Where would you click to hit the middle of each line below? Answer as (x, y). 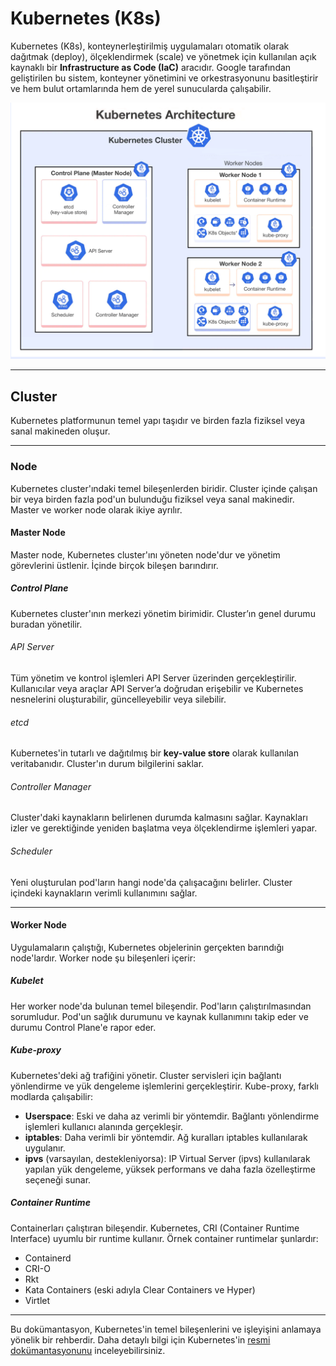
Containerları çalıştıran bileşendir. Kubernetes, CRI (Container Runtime (155, 1228)
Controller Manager (51, 786)
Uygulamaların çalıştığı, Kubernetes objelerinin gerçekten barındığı (147, 947)
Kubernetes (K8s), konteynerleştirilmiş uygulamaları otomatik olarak (150, 46)
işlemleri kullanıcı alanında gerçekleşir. (104, 1126)
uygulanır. (45, 1148)
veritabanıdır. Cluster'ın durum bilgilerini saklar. (107, 764)
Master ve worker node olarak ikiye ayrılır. (96, 509)
